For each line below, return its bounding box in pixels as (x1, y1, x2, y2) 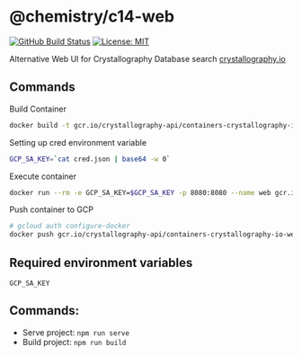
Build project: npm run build (22, 336, 127, 347)
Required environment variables (9, 254, 193, 271)
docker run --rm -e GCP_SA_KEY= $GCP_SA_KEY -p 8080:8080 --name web (9, 188, 271, 197)
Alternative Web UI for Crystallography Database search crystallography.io (9, 53, 286, 64)
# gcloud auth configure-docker (9, 222, 130, 231)
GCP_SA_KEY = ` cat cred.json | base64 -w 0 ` (9, 155, 171, 164)
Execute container (9, 171, 76, 182)
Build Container (9, 103, 67, 114)
